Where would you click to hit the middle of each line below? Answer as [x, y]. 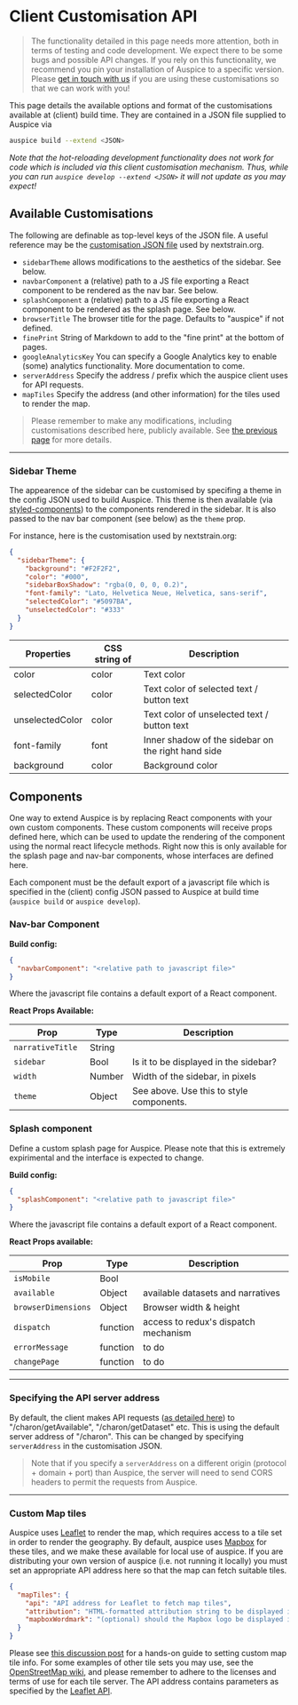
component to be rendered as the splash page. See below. [129, 309]
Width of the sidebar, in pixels [195, 1077]
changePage [36, 1362]
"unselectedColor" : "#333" [75, 610]
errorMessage [41, 1347]
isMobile [32, 1279]
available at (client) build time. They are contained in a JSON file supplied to [148, 115]
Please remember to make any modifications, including [131, 420]
